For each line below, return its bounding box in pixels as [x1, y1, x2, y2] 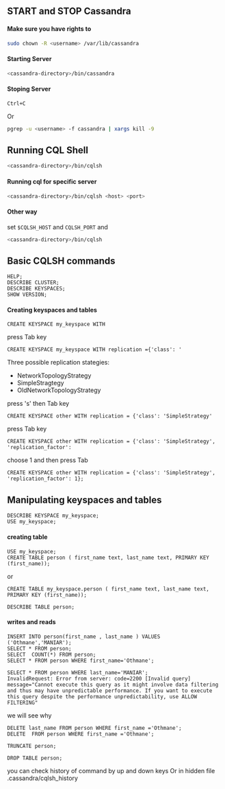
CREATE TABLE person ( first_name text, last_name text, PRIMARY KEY [7, 554, 210, 561]
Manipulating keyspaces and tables [7, 494, 162, 505]
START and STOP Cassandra [7, 5, 131, 17]
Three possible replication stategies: [7, 358, 110, 367]
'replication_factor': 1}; [7, 475, 84, 483]
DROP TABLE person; [7, 755, 63, 762]
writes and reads [7, 618, 56, 626]
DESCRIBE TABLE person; [7, 604, 75, 610]
